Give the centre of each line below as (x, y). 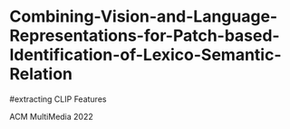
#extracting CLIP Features (58, 99)
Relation (41, 74)
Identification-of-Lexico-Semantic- (146, 55)
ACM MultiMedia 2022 (51, 116)
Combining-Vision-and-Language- (144, 17)
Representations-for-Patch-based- (145, 36)
